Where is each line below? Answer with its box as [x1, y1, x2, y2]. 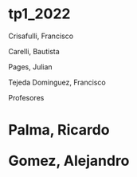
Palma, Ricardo [8, 121, 110, 140]
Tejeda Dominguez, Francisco [8, 77, 106, 87]
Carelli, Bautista [8, 46, 60, 56]
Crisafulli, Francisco [8, 31, 74, 41]
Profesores [8, 92, 45, 102]
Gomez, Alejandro [8, 152, 130, 170]
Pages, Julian [8, 61, 53, 72]
